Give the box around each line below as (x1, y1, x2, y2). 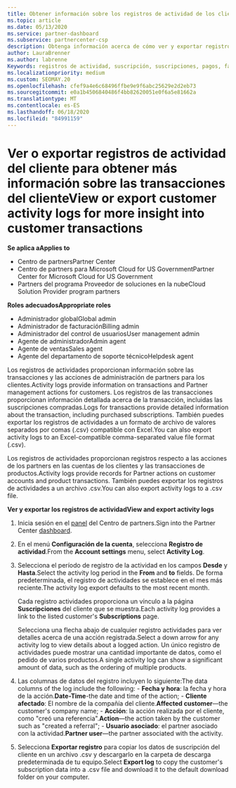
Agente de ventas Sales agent (17, 344, 103, 353)
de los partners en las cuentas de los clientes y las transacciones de (7, 461, 205, 470)
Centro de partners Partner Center (17, 257, 116, 265)
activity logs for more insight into (7, 205, 205, 221)
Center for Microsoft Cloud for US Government (17, 272, 153, 280)
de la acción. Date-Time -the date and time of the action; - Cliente (17, 692, 207, 700)
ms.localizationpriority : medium (7, 69, 105, 76)
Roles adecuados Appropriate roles (7, 301, 111, 309)
